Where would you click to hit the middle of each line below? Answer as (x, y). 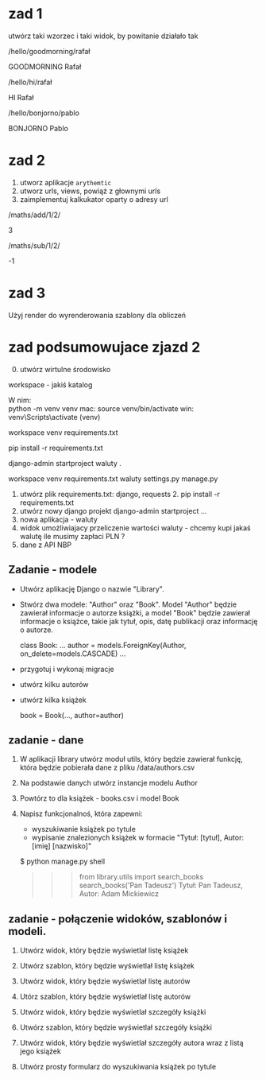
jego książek (40, 1051)
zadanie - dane (46, 740)
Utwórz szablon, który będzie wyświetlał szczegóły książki (116, 1027)
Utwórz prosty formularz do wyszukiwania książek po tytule (118, 1067)
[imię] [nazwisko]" (62, 846)
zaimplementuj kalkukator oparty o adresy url (94, 199)
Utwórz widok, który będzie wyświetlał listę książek (104, 950)
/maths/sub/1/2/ (35, 245)
